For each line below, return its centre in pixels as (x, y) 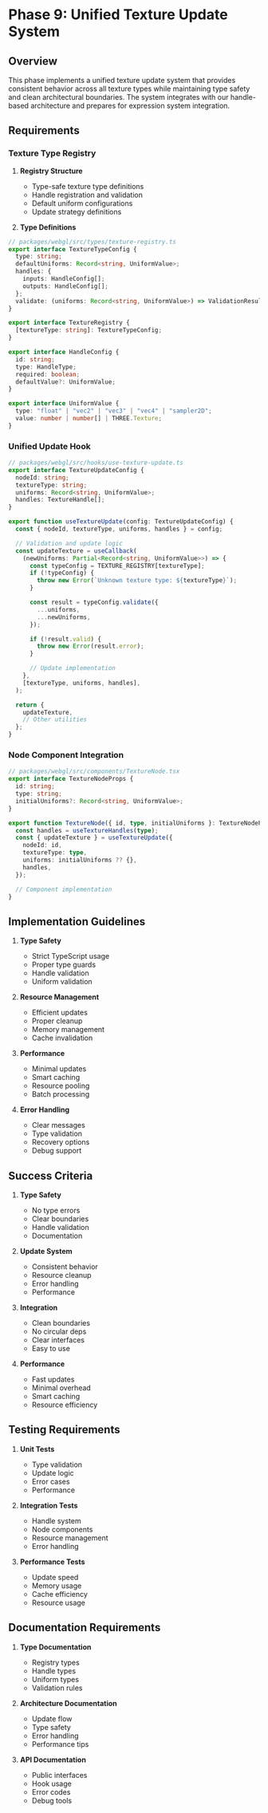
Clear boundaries (60, 1219)
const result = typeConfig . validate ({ (94, 603)
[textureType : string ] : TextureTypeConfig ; (89, 330)
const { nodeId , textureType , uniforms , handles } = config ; (119, 529)
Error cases (51, 1481)
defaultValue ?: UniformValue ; (65, 382)
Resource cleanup (61, 1275)
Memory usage (57, 1586)
